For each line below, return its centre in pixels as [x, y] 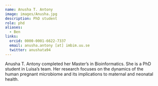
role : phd [15, 23]
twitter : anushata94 [30, 50]
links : [12, 37]
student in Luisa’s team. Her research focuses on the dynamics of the [74, 69]
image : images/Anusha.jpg [31, 14]
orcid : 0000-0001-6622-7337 [38, 41]
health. [12, 79]
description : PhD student [31, 18]
